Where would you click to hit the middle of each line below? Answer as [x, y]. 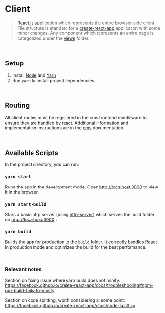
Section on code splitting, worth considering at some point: [65, 300]
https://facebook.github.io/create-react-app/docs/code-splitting [70, 305]
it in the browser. [22, 192]
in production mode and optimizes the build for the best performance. [76, 247]
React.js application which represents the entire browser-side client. [86, 23]
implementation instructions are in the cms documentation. [65, 128]
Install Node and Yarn [34, 75]
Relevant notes [23, 269]
